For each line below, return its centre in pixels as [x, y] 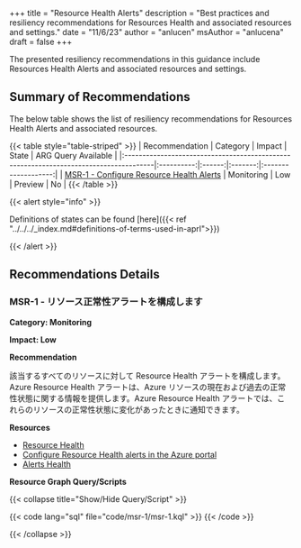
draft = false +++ [41, 41]
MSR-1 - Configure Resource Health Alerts [143, 174]
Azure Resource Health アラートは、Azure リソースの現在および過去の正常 [148, 387]
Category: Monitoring [51, 322]
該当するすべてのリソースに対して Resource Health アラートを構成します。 [147, 375]
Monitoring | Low [259, 174]
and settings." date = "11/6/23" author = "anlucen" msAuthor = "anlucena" [147, 32]
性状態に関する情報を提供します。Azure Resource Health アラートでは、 [143, 398]
